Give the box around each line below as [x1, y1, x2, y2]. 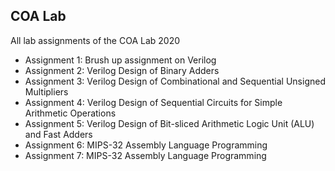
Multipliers [24, 85, 69, 98]
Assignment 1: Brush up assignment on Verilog [24, 54, 217, 66]
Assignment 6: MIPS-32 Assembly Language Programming [24, 139, 268, 151]
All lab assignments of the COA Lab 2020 [10, 34, 181, 46]
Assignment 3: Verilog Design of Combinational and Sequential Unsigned [24, 75, 326, 87]
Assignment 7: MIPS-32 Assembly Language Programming [24, 149, 267, 161]
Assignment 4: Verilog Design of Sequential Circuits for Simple [24, 96, 283, 108]
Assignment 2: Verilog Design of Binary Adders [24, 64, 220, 76]
